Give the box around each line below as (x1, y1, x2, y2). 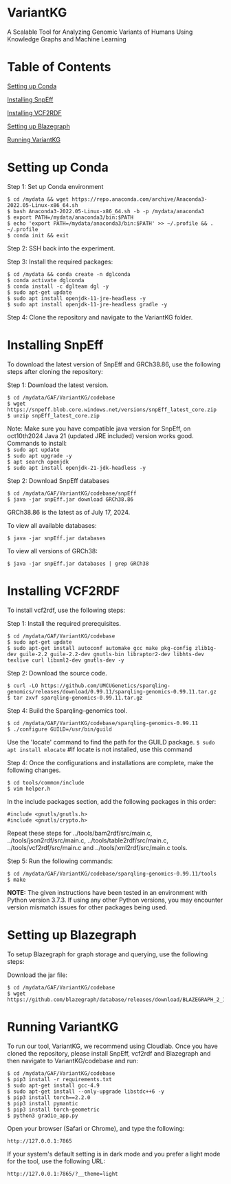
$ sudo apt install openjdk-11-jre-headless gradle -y (7, 301, 168, 308)
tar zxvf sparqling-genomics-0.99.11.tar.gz (13, 694, 143, 701)
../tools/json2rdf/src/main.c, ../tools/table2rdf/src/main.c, (7, 836, 168, 845)
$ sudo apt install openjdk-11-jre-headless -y (7, 295, 146, 302)
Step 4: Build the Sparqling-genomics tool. (7, 706, 128, 715)
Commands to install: (7, 439, 67, 447)
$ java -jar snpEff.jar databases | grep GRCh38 (7, 560, 149, 567)
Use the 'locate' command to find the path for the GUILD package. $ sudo (7, 738, 215, 746)
